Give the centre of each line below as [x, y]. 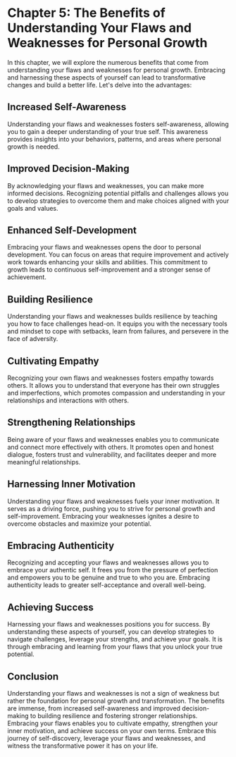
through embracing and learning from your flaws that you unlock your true [115, 647]
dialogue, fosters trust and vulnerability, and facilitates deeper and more [112, 454]
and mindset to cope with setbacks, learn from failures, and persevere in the [118, 331]
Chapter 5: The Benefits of [86, 13]
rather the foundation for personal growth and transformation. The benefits [116, 701]
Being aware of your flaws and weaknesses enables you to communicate [113, 439]
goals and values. [33, 208]
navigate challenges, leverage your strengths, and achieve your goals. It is [115, 639]
